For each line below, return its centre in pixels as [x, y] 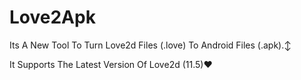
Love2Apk [52, 17]
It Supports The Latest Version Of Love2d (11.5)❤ [111, 64]
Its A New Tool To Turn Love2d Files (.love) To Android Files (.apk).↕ [150, 45]
